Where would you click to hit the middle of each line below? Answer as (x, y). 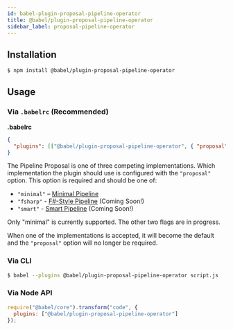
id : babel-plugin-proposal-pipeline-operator (74, 14)
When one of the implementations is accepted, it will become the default (111, 236)
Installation (32, 54)
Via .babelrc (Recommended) (58, 112)
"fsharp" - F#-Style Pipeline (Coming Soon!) (80, 201)
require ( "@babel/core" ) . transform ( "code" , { (72, 307)
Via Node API (30, 293)
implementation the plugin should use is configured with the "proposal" (109, 173)
